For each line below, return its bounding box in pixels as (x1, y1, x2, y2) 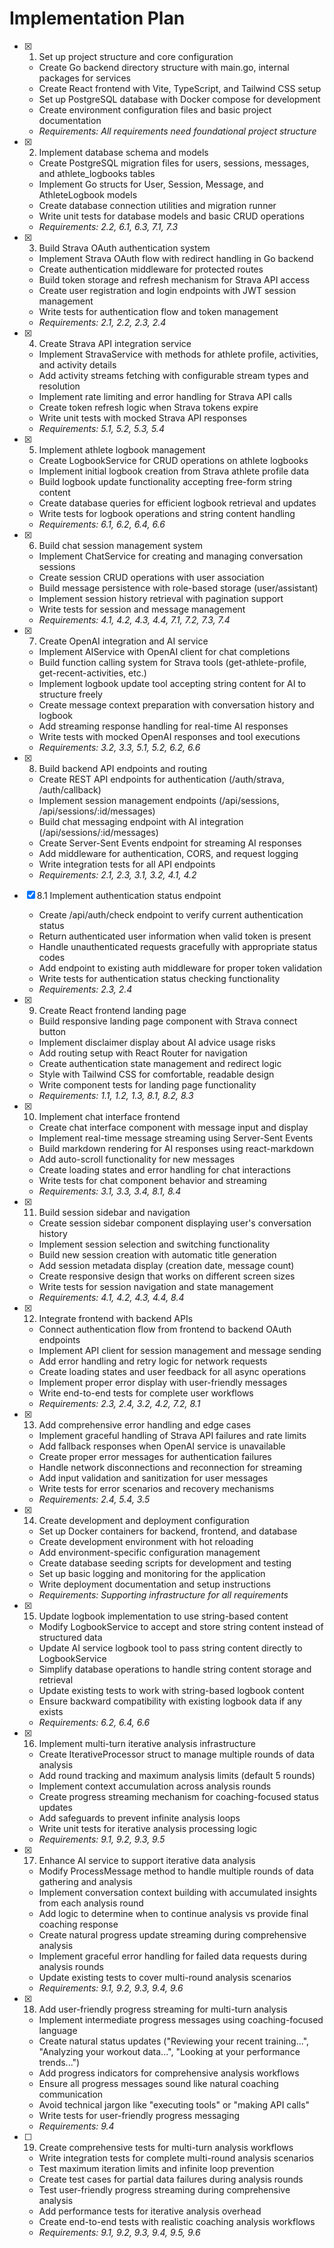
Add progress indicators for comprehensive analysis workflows (38, 2067, 300, 2079)
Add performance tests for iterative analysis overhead (38, 2205, 262, 2217)
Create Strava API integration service (38, 337, 192, 349)
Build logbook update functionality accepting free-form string (38, 475, 292, 487)
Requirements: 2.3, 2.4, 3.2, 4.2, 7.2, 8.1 (38, 1397, 201, 1409)
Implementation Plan (9, 7, 186, 30)
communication (38, 2088, 104, 2100)
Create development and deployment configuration (38, 1514, 250, 1526)
